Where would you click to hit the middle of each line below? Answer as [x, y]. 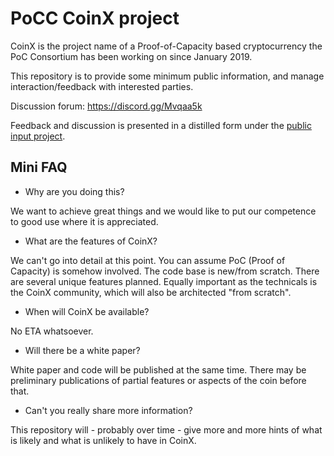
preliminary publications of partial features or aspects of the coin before [158, 380]
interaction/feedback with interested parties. [102, 86]
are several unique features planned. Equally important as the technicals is [164, 281]
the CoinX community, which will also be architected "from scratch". [151, 292]
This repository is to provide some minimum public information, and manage [167, 76]
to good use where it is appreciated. [84, 221]
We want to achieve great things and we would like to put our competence [163, 211]
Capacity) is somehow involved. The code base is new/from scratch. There [165, 271]
